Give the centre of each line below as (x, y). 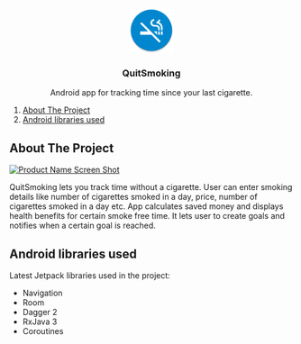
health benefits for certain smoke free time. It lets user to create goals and (147, 216)
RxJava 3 (40, 321)
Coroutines (43, 330)
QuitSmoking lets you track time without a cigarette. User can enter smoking (151, 187)
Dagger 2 (40, 312)
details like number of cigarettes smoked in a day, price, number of (134, 197)
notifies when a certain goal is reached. (82, 226)
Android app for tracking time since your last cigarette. (151, 93)
